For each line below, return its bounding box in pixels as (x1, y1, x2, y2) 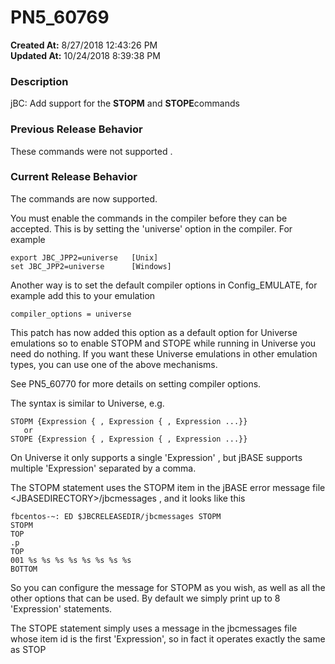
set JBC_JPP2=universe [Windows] (10, 261, 172, 271)
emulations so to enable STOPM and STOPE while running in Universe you (10, 337, 317, 349)
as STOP (10, 643, 47, 655)
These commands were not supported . (10, 145, 173, 157)
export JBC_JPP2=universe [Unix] (10, 252, 159, 263)
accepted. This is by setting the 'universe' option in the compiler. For (10, 222, 293, 235)
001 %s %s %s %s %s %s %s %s (10, 555, 132, 565)
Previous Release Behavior (10, 122, 143, 136)
